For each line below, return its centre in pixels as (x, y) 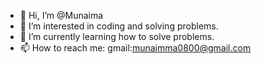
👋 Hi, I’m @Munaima (61, 15)
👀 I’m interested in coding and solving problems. (119, 26)
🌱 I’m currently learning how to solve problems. (117, 36)
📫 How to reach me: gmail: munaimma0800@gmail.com (135, 48)
